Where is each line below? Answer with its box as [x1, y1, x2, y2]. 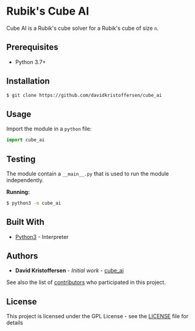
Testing [6, 154, 36, 164]
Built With [6, 217, 44, 227]
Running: [6, 188, 30, 196]
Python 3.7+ [15, 58, 46, 65]
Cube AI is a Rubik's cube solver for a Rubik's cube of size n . [6, 24, 159, 32]
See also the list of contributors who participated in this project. [6, 279, 166, 286]
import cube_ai [6, 137, 45, 143]
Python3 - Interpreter [15, 233, 69, 240]
